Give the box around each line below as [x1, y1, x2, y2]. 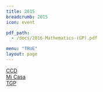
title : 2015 [6, 8, 35, 15]
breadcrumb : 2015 [6, 14, 48, 20]
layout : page [6, 51, 38, 57]
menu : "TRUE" [6, 46, 38, 52]
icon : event [6, 19, 35, 25]
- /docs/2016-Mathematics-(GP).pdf [11, 36, 98, 41]
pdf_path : [6, 30, 30, 36]
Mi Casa [6, 73, 26, 80]
